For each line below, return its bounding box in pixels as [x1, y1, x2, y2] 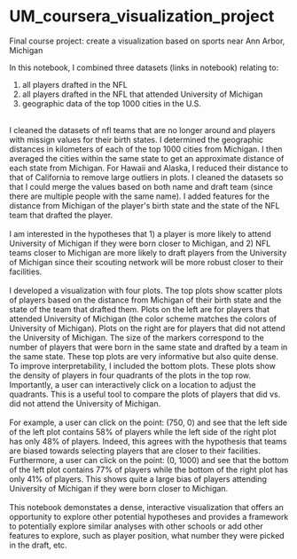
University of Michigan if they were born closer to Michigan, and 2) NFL [9, 238, 271, 248]
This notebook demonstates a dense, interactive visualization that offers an [9, 501, 284, 512]
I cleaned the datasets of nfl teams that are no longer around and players [9, 124, 276, 135]
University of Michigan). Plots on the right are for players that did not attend [9, 322, 285, 334]
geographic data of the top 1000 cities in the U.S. [21, 98, 202, 108]
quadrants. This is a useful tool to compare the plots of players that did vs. [9, 389, 281, 399]
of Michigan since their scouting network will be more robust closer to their [9, 256, 284, 267]
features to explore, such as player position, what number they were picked [9, 530, 285, 540]
